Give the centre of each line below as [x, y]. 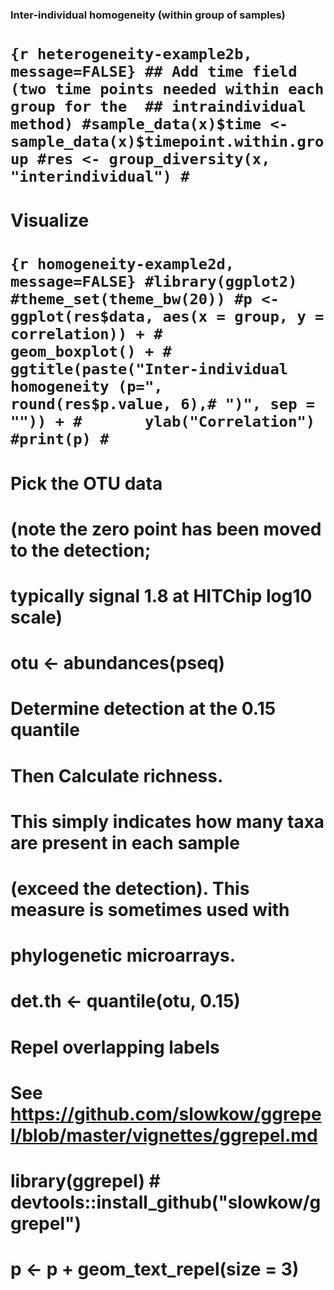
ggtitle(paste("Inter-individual [149, 369]
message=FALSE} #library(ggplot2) [154, 282]
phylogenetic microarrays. [123, 955]
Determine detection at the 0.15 [143, 709]
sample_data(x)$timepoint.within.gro [167, 142]
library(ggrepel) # [85, 1180]
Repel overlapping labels [115, 1047]
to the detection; [81, 550]
